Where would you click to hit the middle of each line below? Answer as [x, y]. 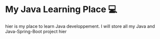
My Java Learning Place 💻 [61, 10]
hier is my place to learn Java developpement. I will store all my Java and [80, 26]
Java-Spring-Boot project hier [36, 31]
